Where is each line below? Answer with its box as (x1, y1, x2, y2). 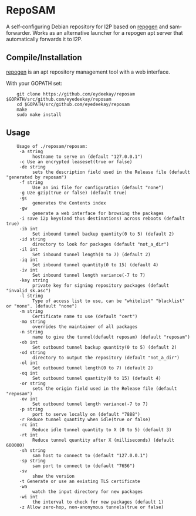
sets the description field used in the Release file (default (32, 169, 191, 175)
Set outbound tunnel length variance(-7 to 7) (32, 401, 148, 407)
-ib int (19, 226, 38, 231)
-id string (19, 236, 46, 242)
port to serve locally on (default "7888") (32, 411, 141, 417)
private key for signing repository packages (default (32, 282, 169, 289)
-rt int (19, 432, 38, 438)
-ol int (19, 360, 38, 366)
